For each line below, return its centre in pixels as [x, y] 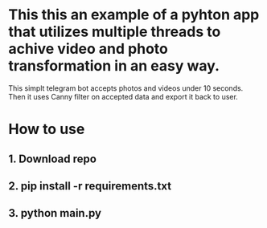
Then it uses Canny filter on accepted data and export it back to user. [123, 96]
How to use [47, 129]
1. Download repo [52, 159]
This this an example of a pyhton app [134, 15]
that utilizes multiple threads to [115, 32]
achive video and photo [88, 49]
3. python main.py [55, 213]
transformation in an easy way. [114, 66]
